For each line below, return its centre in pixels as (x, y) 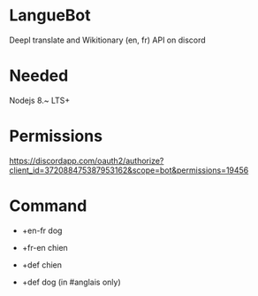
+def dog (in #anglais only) (71, 282)
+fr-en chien (45, 247)
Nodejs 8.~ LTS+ (40, 100)
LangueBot (50, 16)
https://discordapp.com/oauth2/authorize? (87, 160)
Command (48, 206)
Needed (39, 76)
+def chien (42, 265)
